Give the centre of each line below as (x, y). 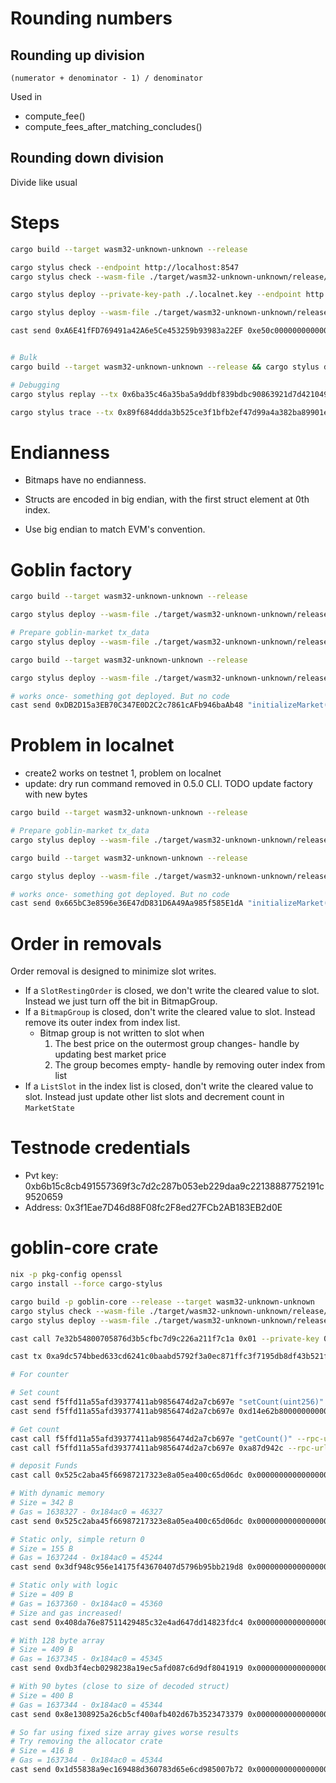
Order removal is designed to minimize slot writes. (113, 971)
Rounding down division (87, 158)
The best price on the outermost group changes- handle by (177, 1044)
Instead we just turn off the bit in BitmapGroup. (121, 1001)
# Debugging (35, 385)
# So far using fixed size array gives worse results (125, 1732)
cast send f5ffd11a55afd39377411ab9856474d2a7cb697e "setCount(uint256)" (167, 1402)
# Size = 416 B (42, 1751)
